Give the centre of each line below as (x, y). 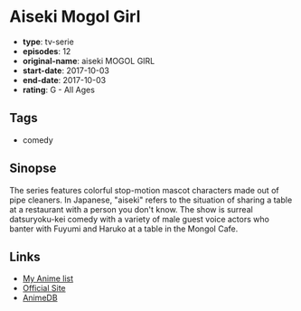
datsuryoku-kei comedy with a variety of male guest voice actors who (139, 219)
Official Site (44, 288)
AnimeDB (40, 298)
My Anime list (48, 278)
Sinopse (33, 169)
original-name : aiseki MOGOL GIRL (89, 61)
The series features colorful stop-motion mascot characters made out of (144, 190)
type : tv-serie (48, 42)
